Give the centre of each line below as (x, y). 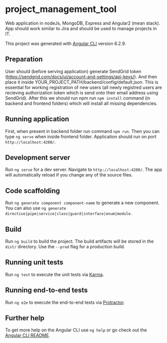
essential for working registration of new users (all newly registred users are (84, 87)
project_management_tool (61, 9)
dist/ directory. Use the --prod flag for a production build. (65, 246)
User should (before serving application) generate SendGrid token (73, 71)
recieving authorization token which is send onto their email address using (82, 93)
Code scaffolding (32, 191)
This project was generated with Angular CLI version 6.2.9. (66, 43)
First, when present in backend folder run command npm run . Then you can (82, 131)
